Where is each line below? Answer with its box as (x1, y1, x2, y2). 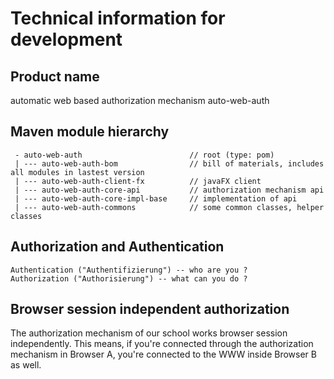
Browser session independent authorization (10, 301, 290, 318)
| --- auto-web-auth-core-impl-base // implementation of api (14, 193, 298, 204)
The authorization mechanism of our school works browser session (10, 327, 288, 339)
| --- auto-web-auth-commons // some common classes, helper (14, 202, 325, 212)
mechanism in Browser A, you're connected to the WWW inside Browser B (10, 348, 317, 361)
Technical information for (10, 7, 226, 30)
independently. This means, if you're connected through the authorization (10, 338, 314, 350)
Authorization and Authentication (10, 238, 225, 256)
